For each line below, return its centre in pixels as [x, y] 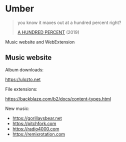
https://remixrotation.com [39, 134]
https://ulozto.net [23, 79]
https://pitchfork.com [34, 123]
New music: [17, 108]
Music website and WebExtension [40, 42]
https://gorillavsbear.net [37, 118]
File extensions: [21, 89]
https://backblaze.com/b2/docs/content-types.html [58, 98]
